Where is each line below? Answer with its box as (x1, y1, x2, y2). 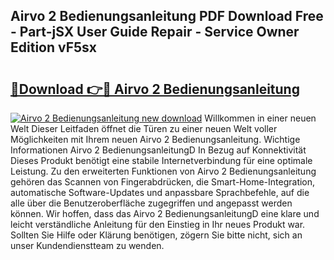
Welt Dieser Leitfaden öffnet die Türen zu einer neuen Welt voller (10, 123, 278, 134)
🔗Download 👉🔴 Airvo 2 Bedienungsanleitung (10, 80, 300, 98)
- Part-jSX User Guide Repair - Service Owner (10, 24, 300, 41)
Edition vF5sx (10, 39, 97, 56)
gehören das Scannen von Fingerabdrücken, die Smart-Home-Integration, (10, 176, 316, 188)
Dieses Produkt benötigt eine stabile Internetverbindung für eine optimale (10, 155, 313, 166)
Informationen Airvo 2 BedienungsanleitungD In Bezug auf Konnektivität (10, 144, 307, 156)
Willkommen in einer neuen (204, 112, 317, 124)
